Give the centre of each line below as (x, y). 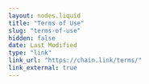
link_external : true (43, 68)
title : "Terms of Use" (46, 23)
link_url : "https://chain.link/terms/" (75, 61)
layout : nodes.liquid (45, 16)
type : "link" (30, 53)
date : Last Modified (43, 46)
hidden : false (32, 38)
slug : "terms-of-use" (45, 30)
